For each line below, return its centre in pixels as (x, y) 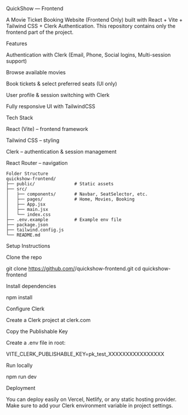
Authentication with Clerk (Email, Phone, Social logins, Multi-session (88, 55)
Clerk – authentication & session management (61, 152)
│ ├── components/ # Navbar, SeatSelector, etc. (77, 194)
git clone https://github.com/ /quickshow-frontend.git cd (74, 269)
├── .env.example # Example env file (64, 220)
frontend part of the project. (40, 32)
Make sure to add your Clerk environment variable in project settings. (90, 405)
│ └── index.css (28, 215)
